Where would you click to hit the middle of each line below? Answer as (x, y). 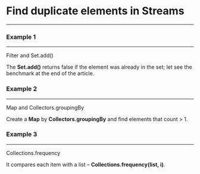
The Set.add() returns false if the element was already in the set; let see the (99, 67)
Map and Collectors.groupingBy (45, 107)
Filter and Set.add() (30, 55)
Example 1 (21, 37)
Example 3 (22, 134)
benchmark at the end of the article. (50, 73)
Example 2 (22, 89)
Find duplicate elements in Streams (95, 11)
